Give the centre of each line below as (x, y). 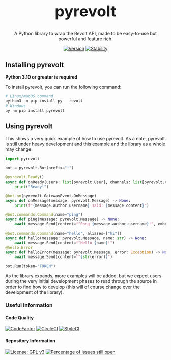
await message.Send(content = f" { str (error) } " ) (64, 257)
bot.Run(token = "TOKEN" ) (31, 266)
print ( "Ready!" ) (32, 187)
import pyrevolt (22, 159)
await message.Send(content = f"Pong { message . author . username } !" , (85, 224)
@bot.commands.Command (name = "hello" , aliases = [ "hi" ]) (64, 234)
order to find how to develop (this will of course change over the (73, 287)
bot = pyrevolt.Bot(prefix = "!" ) (39, 168)
